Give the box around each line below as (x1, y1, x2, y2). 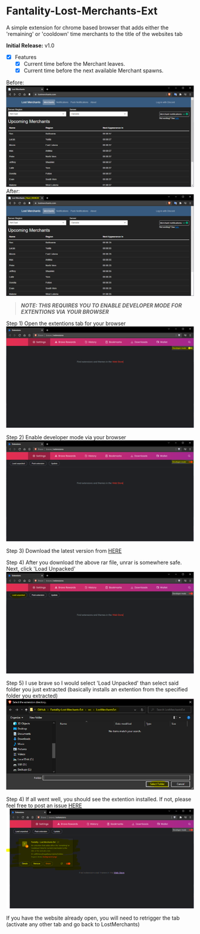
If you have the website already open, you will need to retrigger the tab (6, 914, 180, 921)
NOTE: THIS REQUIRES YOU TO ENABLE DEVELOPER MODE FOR (20, 302, 182, 309)
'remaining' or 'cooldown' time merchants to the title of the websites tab (6, 30, 183, 37)
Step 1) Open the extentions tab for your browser (6, 320, 126, 327)
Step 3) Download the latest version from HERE (6, 547, 122, 555)
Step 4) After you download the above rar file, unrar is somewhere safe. (6, 559, 182, 566)
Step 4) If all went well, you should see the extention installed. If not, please (6, 796, 192, 803)
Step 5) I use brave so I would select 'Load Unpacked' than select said (6, 679, 179, 687)
